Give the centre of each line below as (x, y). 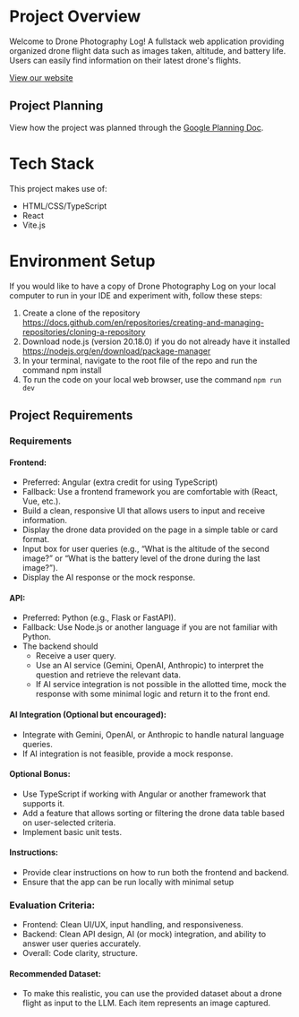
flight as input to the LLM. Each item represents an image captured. (146, 1003)
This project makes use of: (58, 188)
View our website (41, 77)
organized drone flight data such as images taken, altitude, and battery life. (148, 50)
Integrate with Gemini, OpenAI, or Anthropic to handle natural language (153, 734)
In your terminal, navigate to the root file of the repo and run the (140, 360)
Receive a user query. (76, 656)
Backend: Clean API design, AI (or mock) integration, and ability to (144, 935)
